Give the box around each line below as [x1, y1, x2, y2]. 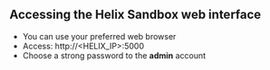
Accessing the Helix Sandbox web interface [9, 7, 262, 22]
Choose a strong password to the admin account [22, 49, 207, 61]
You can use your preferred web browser [22, 31, 177, 41]
